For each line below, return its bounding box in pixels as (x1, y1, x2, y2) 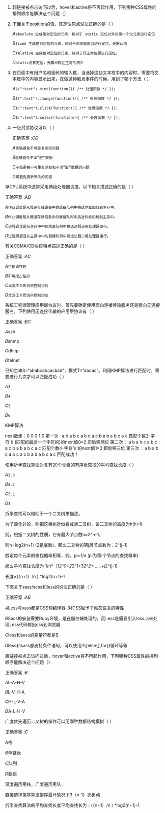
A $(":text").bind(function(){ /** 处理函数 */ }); (12, 86, 116, 91)
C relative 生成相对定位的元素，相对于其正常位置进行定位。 (12, 50, 119, 56)
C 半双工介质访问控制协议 (5, 283, 49, 288)
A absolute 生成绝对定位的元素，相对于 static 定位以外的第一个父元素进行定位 (12, 31, 156, 37)
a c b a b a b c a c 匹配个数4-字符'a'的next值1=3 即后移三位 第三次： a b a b (5, 445, 159, 451)
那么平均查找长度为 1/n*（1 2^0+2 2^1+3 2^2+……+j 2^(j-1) (5, 563, 118, 569)
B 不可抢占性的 (5, 273, 30, 279)
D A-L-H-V (5, 708, 26, 714)
